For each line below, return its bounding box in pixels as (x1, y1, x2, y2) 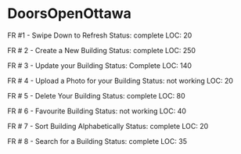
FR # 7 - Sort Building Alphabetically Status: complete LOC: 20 (7, 121, 209, 131)
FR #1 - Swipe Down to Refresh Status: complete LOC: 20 (7, 30, 192, 40)
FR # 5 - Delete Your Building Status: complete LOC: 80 (7, 91, 185, 100)
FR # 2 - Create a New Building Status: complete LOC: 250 (7, 45, 196, 55)
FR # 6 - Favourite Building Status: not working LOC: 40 (7, 106, 187, 116)
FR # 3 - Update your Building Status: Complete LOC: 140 (7, 60, 192, 70)
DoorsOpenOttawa (7, 5, 132, 23)
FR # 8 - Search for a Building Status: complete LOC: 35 (7, 136, 187, 145)
